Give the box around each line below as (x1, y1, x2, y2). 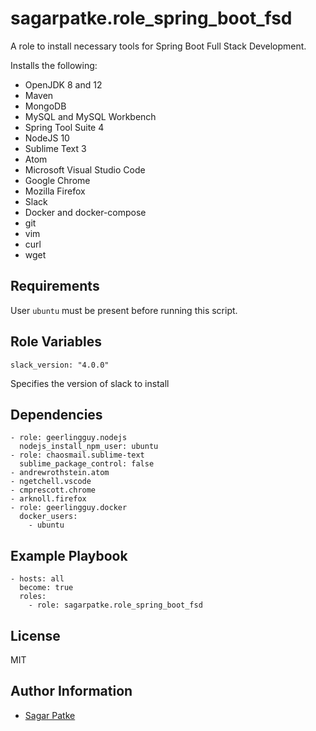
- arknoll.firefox (10, 494, 87, 504)
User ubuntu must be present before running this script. (10, 304, 238, 316)
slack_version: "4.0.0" (10, 360, 110, 370)
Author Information (10, 683, 133, 700)
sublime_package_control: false (19, 459, 155, 469)
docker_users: (19, 512, 78, 522)
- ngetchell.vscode (10, 477, 92, 487)
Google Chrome (24, 174, 91, 186)
